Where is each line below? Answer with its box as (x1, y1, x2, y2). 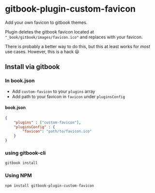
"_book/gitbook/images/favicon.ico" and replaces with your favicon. (5, 34, 143, 40)
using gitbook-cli (5, 150, 46, 156)
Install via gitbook (5, 63, 60, 71)
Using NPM (5, 172, 32, 179)
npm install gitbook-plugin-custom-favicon (5, 183, 94, 188)
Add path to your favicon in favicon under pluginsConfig (12, 93, 125, 99)
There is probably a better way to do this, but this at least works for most (5, 43, 150, 49)
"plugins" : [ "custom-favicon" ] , (14, 120, 81, 125)
